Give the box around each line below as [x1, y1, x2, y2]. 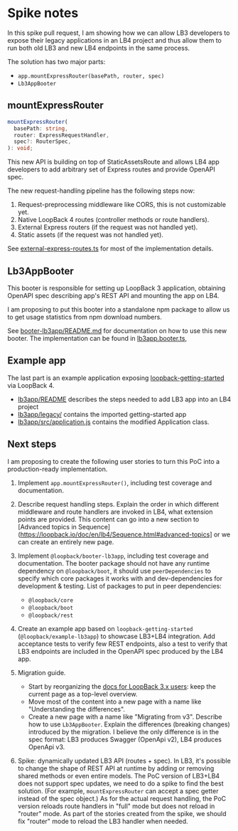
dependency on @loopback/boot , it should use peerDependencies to [17, 566, 212, 575]
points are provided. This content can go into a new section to [17, 514, 200, 524]
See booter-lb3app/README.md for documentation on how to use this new [7, 326, 227, 335]
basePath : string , [13, 125, 69, 132]
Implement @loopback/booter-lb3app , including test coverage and [17, 551, 209, 560]
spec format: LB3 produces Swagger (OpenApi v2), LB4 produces [28, 735, 222, 743]
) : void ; [7, 144, 33, 152]
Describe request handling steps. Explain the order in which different [17, 499, 219, 508]
